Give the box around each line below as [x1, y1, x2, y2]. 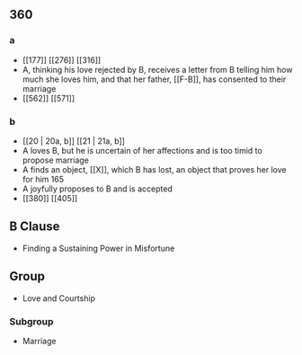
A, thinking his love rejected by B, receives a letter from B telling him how [22, 64, 293, 75]
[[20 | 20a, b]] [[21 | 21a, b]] [22, 135, 126, 146]
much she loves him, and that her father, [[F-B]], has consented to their [22, 74, 287, 84]
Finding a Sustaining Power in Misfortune [22, 243, 175, 253]
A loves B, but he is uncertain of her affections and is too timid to [22, 145, 262, 155]
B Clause [9, 219, 60, 235]
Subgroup [9, 315, 54, 327]
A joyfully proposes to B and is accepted [22, 183, 173, 194]
